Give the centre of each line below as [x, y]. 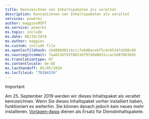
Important [15, 86]
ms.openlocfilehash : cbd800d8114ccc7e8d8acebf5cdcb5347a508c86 [71, 50]
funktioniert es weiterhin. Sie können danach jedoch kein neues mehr [74, 106]
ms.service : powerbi [26, 28]
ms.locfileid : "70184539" [31, 73]
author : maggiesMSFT [26, 23]
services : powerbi [24, 18]
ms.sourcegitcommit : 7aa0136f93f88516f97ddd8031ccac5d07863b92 [71, 55]
